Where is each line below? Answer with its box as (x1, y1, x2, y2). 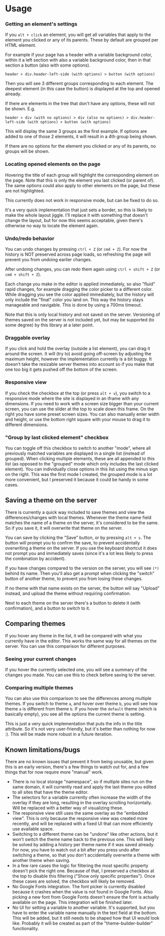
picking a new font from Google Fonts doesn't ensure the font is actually (12, 894, 159, 900)
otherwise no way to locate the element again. (5, 223, 99, 229)
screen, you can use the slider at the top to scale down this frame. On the (5, 406, 154, 412)
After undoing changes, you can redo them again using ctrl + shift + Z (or (5, 266, 161, 272)
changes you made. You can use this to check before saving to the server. (5, 672, 156, 678)
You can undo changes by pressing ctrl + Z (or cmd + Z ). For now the (5, 246, 148, 252)
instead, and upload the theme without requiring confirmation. (5, 590, 131, 596)
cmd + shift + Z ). (5, 272, 41, 277)
